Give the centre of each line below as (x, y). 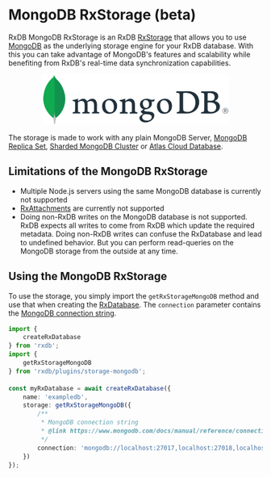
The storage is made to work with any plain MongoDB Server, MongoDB (128, 137)
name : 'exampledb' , (56, 397)
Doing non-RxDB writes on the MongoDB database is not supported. (133, 216)
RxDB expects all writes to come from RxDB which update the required (137, 225)
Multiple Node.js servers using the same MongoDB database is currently (140, 190)
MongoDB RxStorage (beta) (102, 15)
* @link (54, 431)
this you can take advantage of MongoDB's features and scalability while (129, 54)
